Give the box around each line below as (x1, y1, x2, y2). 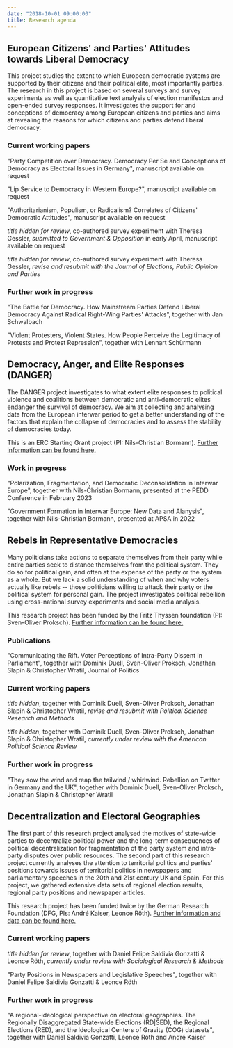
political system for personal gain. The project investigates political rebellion (7, 590, 225, 598)
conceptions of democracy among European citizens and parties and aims (7, 108, 220, 117)
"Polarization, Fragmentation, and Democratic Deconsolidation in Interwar (7, 479, 218, 487)
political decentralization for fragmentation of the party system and (7, 844, 200, 852)
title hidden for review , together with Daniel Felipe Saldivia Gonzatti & (7, 949, 205, 958)
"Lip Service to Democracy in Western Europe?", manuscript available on (7, 185, 216, 193)
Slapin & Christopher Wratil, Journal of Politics (7, 666, 140, 675)
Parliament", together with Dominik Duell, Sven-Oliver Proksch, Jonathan (7, 659, 216, 668)
